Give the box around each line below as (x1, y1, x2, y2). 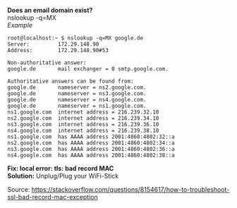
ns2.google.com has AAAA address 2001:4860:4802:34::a (7, 140, 175, 147)
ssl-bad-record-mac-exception (7, 193, 98, 201)
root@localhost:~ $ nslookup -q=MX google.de (7, 35, 143, 42)
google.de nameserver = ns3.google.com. (7, 90, 147, 97)
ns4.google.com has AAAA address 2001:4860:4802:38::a (7, 152, 175, 159)
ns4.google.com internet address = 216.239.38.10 (7, 127, 159, 134)
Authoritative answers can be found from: (7, 78, 134, 85)
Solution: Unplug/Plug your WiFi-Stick (7, 172, 119, 180)
